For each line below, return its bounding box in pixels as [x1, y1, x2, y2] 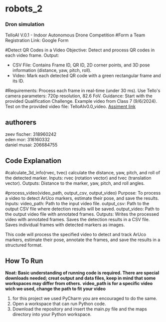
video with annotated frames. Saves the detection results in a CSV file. [5, 217, 150, 223]
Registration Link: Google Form [5, 37, 69, 43]
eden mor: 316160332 [5, 137, 50, 143]
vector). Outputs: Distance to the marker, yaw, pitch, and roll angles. [5, 180, 145, 186]
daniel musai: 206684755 [5, 142, 58, 148]
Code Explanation [5, 156, 61, 165]
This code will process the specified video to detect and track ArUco [5, 232, 146, 238]
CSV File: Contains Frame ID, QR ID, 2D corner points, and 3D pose [12, 62, 150, 68]
